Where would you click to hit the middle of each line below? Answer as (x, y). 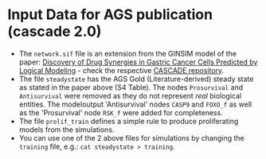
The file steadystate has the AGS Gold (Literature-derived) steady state (136, 79)
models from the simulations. (66, 130)
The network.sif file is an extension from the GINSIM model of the (127, 53)
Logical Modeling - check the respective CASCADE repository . (121, 70)
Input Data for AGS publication (110, 15)
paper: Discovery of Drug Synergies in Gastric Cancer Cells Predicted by (138, 62)
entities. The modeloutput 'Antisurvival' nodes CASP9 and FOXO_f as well (135, 104)
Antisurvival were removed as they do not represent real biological (130, 95)
